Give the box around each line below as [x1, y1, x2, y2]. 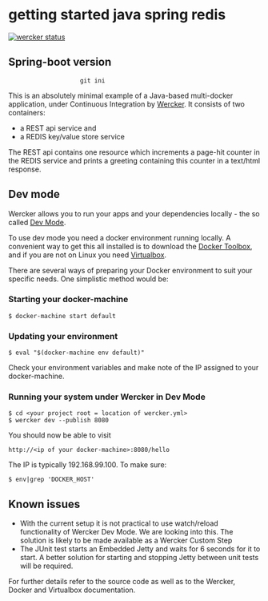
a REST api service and [19, 123, 97, 133]
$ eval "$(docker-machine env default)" [8, 349, 146, 357]
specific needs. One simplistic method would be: [8, 274, 170, 284]
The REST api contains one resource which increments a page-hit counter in [8, 147, 260, 157]
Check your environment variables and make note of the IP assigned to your [8, 363, 259, 373]
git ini [79, 76, 106, 85]
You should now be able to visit [8, 430, 112, 440]
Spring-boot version [8, 55, 112, 69]
